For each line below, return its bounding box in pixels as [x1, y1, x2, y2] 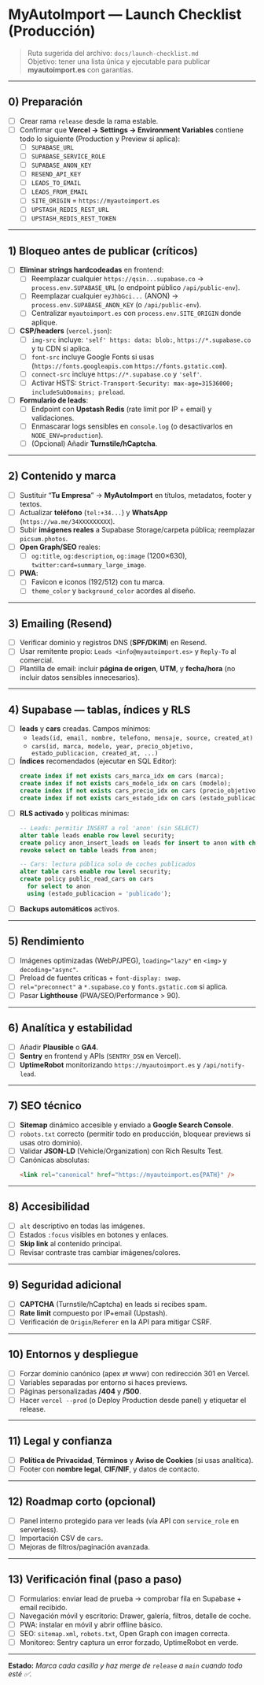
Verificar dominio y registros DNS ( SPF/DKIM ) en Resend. [19, 638, 207, 648]
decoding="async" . [19, 964, 79, 974]
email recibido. [19, 1602, 68, 1612]
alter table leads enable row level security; [19, 831, 175, 840]
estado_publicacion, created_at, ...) [31, 750, 159, 758]
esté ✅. [8, 1669, 32, 1679]
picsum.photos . [19, 534, 68, 544]
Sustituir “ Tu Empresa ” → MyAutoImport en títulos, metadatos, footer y [19, 490, 252, 499]
